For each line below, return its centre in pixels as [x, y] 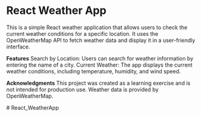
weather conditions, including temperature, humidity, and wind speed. [94, 71]
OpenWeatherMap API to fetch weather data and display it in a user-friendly [101, 40]
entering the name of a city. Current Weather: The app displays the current [99, 65]
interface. [18, 47]
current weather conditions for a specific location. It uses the [82, 33]
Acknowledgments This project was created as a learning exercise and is [98, 83]
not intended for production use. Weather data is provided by [83, 89]
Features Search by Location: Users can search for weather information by [100, 58]
